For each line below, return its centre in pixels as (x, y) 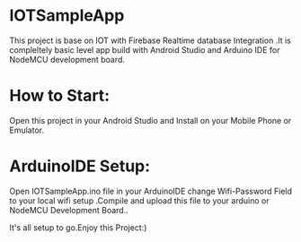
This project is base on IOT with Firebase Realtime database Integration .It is (150, 40)
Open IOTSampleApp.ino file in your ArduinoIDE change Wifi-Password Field (151, 191)
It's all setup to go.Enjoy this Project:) (78, 227)
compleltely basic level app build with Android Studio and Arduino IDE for (145, 49)
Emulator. (27, 130)
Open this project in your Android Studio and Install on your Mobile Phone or (150, 120)
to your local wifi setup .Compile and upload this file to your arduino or (139, 200)
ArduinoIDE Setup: (80, 166)
